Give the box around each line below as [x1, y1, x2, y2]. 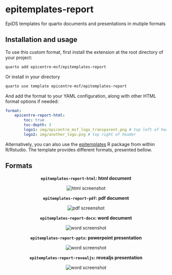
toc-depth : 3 [24, 122, 52, 128]
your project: [5, 54, 32, 60]
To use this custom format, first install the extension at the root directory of [5, 49, 164, 55]
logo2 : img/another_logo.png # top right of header [24, 132, 137, 137]
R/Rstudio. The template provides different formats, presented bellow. [5, 146, 153, 153]
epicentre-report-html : [14, 113, 66, 118]
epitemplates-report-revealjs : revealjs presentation [29, 255, 143, 261]
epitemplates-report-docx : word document [40, 215, 132, 221]
